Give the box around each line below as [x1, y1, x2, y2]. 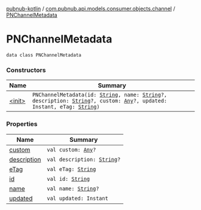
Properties [6, 120, 38, 128]
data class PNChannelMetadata [6, 52, 82, 58]
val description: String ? [47, 156, 121, 163]
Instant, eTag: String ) [32, 104, 100, 110]
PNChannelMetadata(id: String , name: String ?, [32, 92, 167, 98]
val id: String [47, 175, 90, 182]
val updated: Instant [47, 194, 109, 202]
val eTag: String [47, 166, 96, 172]
